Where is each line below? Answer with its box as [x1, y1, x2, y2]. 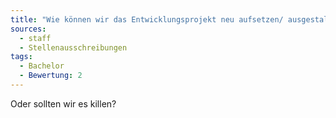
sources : [10, 24, 47, 34]
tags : [10, 52, 33, 62]
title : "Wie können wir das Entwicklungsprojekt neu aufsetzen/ [10, 14, 284, 25]
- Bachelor [19, 61, 65, 71]
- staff [19, 33, 52, 43]
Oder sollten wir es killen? [10, 97, 117, 110]
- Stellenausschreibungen [19, 42, 128, 53]
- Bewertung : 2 [19, 71, 83, 81]
